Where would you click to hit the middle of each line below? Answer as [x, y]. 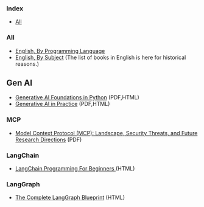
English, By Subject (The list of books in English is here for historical [100, 57]
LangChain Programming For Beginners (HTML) [75, 168]
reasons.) [27, 64]
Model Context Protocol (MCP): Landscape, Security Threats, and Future [106, 133]
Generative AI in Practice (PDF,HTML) [62, 104]
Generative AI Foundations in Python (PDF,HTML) [77, 97]
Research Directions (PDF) [48, 139]
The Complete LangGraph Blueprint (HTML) [70, 198]
